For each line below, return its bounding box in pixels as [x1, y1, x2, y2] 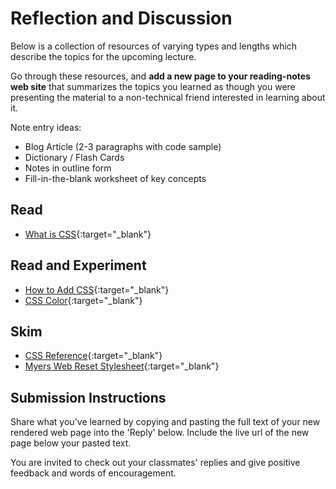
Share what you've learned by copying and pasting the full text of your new [10, 416, 321, 428]
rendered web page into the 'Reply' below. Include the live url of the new [10, 427, 310, 439]
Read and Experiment [10, 257, 147, 274]
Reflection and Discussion [10, 7, 233, 30]
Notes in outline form [24, 162, 112, 174]
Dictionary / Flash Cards [24, 151, 125, 163]
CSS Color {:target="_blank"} [24, 294, 143, 306]
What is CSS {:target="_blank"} [24, 228, 152, 240]
